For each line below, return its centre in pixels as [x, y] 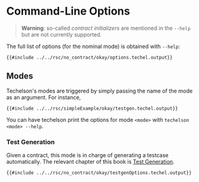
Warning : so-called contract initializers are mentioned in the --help [106, 28]
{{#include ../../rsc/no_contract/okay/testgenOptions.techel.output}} [99, 173]
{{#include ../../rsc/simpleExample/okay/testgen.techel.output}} [92, 108]
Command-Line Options [68, 11]
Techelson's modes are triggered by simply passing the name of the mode [100, 91]
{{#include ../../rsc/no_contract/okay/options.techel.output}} [89, 57]
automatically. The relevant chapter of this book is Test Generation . [90, 162]
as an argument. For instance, [44, 97]
